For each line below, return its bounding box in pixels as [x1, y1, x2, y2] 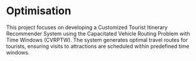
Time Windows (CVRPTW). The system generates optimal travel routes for [6, 36, 188, 43]
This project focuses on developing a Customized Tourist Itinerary [6, 24, 168, 31]
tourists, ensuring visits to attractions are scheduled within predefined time [6, 43, 189, 50]
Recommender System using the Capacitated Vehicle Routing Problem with [6, 30, 190, 37]
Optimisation [6, 4, 71, 18]
